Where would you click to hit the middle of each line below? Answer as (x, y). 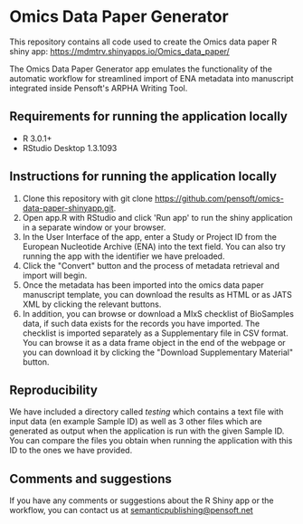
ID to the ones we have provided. (71, 451)
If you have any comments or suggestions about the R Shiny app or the (142, 500)
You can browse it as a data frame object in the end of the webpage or (154, 342)
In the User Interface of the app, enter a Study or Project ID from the (150, 236)
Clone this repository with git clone (88, 198)
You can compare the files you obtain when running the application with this (151, 441)
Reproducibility (53, 390)
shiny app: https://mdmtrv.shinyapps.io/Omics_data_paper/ (120, 51)
